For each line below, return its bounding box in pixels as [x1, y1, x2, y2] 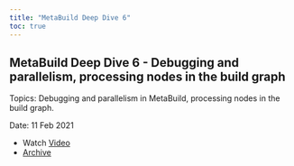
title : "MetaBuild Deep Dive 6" [9, 13, 131, 23]
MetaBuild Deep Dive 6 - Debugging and [9, 55, 240, 70]
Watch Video [22, 137, 70, 149]
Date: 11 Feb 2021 [9, 120, 74, 131]
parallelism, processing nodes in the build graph [9, 69, 286, 84]
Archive [22, 147, 51, 158]
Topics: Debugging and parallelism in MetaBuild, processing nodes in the [9, 93, 280, 104]
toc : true [9, 22, 47, 31]
